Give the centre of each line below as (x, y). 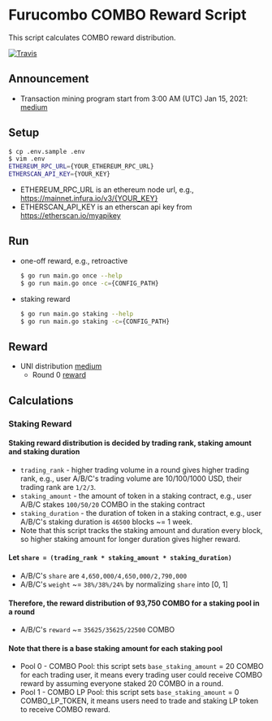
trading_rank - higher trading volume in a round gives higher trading (134, 470)
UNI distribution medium (61, 366)
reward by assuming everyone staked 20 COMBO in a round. (122, 684)
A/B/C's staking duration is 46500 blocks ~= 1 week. (106, 522)
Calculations (41, 400)
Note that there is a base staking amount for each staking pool (116, 648)
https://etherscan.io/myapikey (71, 216)
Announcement (49, 79)
